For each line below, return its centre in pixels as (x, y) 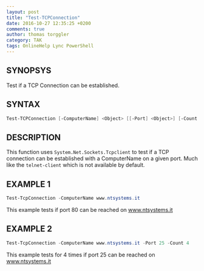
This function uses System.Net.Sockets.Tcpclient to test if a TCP (88, 152)
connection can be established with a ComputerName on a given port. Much (102, 158)
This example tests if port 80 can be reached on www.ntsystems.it (90, 209)
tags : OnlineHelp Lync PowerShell (50, 46)
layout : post (23, 12)
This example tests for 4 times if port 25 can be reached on (81, 255)
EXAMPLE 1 (28, 184)
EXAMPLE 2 (29, 229)
